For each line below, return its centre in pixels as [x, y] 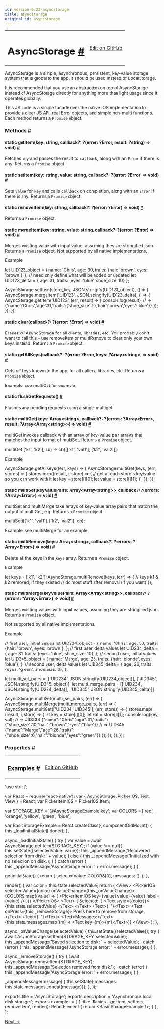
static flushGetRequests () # [34, 397]
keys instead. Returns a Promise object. [45, 343]
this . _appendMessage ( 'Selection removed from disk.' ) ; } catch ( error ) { [76, 967]
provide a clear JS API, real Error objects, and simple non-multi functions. [79, 113]
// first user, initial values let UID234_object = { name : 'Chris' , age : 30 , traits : [82, 643]
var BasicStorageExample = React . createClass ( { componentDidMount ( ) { [79, 825]
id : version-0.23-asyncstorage [37, 10]
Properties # [20, 747]
